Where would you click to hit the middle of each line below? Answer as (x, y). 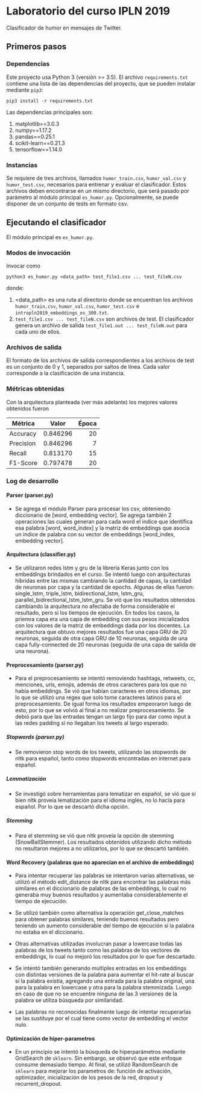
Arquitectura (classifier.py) (41, 554)
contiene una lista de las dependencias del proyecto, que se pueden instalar (101, 83)
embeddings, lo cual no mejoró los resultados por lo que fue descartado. (105, 957)
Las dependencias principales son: (49, 112)
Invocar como (24, 266)
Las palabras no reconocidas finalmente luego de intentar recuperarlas (103, 1012)
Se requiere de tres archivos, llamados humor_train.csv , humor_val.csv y (96, 178)
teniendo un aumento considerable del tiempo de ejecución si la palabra (105, 925)
